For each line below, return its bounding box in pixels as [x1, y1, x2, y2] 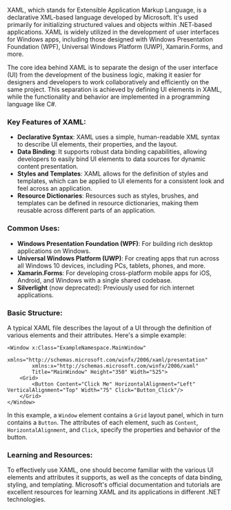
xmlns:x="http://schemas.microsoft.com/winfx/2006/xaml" [32, 362, 199, 369]
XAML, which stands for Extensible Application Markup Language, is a [7, 6, 207, 14]
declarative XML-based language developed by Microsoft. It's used [7, 13, 199, 21]
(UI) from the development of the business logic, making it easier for [7, 70, 201, 79]
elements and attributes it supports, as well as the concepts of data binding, [7, 473, 223, 482]
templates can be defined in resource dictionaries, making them [17, 199, 199, 207]
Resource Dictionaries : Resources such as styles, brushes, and [17, 191, 199, 200]
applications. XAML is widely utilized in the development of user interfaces [7, 28, 219, 36]
